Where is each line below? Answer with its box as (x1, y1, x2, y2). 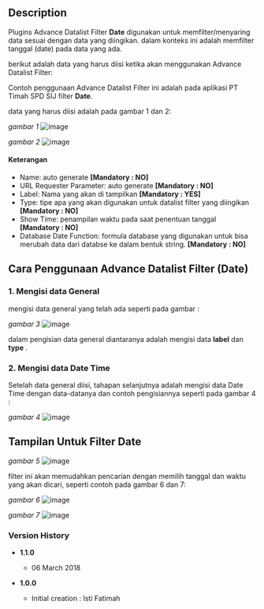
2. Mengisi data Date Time (8, 362, 110, 373)
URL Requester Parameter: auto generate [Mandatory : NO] (19, 181, 214, 191)
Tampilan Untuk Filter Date (8, 435, 142, 448)
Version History (8, 529, 69, 540)
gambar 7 (8, 510, 40, 519)
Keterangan (8, 155, 48, 165)
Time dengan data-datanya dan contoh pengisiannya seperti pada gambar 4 (8, 389, 256, 398)
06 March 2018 (31, 563, 81, 573)
